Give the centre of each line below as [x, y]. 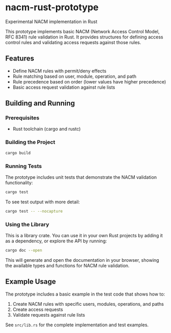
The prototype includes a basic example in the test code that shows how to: [85, 294]
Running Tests [24, 166]
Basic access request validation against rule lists [64, 87]
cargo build [18, 153]
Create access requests [38, 309]
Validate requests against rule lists [49, 315]
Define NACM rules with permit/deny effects [59, 71]
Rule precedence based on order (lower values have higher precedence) [89, 81]
